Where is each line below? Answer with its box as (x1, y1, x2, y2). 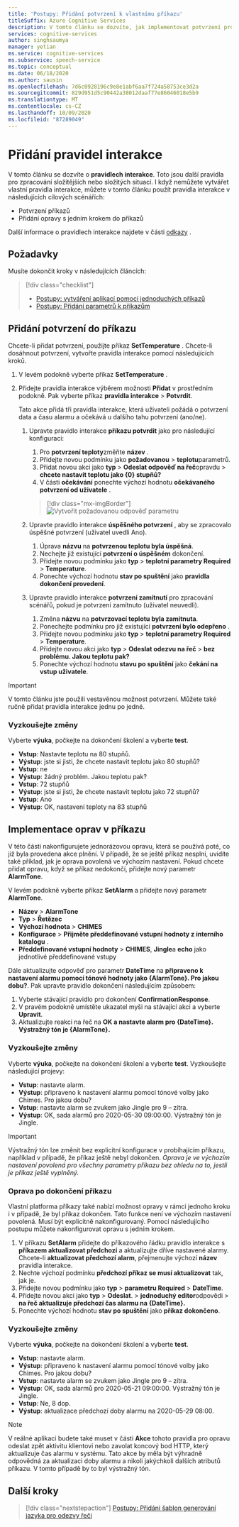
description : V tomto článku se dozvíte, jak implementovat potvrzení (8, 23, 221, 31)
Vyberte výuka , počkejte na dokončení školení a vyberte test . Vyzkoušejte (8, 1059, 226, 1068)
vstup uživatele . (39, 668, 89, 676)
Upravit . (18, 1010, 43, 1019)
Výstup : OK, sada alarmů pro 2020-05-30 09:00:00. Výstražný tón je (18, 1110, 222, 1119)
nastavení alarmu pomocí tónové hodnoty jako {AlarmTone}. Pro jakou (8, 974, 219, 983)
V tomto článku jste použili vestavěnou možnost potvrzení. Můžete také (8, 695, 217, 703)
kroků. (8, 356, 27, 365)
